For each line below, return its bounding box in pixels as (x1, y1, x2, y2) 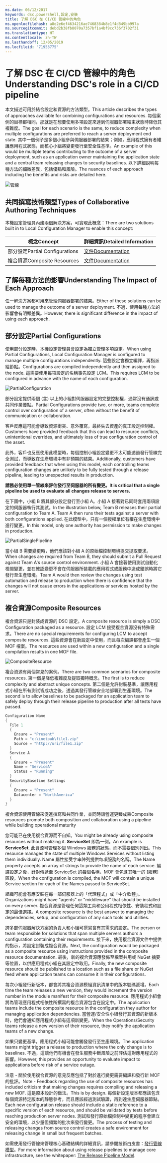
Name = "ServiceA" (14, 764, 52, 769)
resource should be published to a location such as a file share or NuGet (5, 966, 153, 972)
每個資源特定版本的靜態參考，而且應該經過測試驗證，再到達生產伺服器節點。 (5, 1096, 162, 1102)
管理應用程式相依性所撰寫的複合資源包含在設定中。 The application (13, 1000, 150, 1006)
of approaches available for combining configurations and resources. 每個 (5, 112, 157, 118)
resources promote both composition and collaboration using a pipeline (5, 817, 152, 823)
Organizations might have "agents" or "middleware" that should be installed (5, 897, 160, 903)
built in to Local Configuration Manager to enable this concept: (5, 225, 133, 231)
